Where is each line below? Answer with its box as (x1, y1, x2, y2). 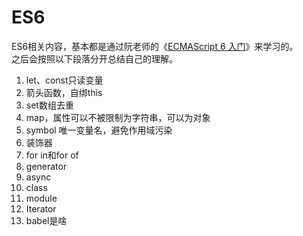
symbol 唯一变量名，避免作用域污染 (25, 124, 173, 136)
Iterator (25, 202, 57, 215)
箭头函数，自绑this (25, 86, 103, 98)
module (25, 192, 58, 204)
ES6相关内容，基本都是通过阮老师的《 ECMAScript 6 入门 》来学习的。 (11, 40, 299, 52)
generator (25, 160, 68, 172)
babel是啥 (25, 214, 68, 226)
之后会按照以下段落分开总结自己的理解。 (11, 52, 178, 65)
